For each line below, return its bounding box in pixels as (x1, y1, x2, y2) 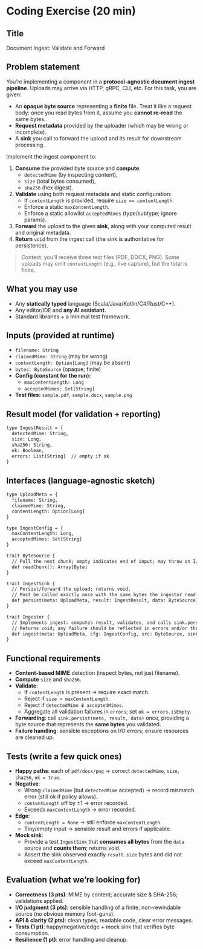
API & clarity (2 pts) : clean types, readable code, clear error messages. (14, 916, 193, 924)
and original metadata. (14, 229, 71, 236)
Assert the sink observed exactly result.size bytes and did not (24, 850, 182, 858)
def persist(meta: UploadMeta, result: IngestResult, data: (11, 597, 166, 603)
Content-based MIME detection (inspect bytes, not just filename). (14, 669, 180, 677)
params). (24, 216, 47, 223)
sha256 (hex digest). (24, 183, 74, 191)
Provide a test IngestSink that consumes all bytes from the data (24, 838, 184, 845)
